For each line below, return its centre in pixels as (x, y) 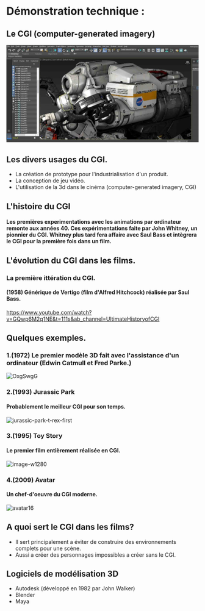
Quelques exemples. (46, 338)
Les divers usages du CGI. (57, 159)
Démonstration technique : (76, 11)
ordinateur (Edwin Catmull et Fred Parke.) (69, 363)
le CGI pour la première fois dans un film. (59, 241)
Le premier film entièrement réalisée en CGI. (63, 451)
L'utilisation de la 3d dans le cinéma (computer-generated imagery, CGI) (106, 187)
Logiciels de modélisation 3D (63, 574)
